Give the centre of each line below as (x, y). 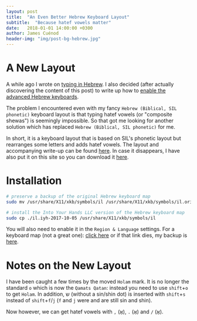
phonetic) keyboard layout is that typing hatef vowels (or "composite (89, 114)
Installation (34, 181)
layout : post (22, 11)
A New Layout (41, 68)
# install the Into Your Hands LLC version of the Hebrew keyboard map (95, 212)
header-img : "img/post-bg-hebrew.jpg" (53, 39)
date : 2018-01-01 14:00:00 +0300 (50, 28)
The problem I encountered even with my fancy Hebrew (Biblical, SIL (91, 108)
